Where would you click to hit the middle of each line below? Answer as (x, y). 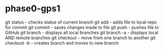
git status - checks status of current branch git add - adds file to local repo (81, 22)
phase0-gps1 (33, 9)
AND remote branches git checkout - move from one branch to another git (81, 38)
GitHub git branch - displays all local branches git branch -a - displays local (82, 32)
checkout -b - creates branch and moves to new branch (62, 43)
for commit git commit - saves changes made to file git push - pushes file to (82, 27)
